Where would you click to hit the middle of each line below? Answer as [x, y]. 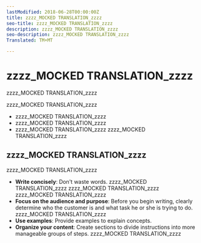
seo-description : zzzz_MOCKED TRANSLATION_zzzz [68, 35]
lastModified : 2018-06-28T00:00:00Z [53, 12]
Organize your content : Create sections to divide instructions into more [105, 227]
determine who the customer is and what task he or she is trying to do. [104, 208]
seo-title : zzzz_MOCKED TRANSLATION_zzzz [60, 23]
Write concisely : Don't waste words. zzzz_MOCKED [81, 181]
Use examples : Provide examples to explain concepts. [83, 220]
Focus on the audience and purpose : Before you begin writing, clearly [104, 201]
